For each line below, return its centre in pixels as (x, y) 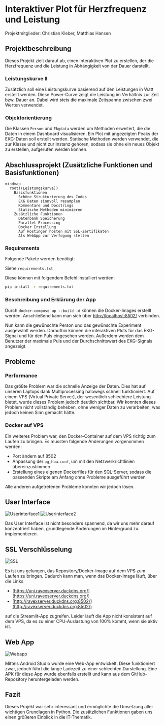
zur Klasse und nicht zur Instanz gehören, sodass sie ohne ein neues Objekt (82, 144)
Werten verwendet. (25, 105)
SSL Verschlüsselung (39, 549)
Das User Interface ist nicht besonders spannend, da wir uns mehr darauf (80, 523)
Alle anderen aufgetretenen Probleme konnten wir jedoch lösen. (70, 486)
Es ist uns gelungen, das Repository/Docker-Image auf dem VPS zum (75, 571)
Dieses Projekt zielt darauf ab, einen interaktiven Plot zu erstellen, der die (80, 61)
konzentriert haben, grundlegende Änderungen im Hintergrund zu (72, 529)
